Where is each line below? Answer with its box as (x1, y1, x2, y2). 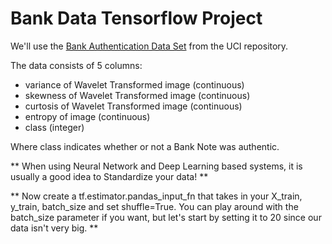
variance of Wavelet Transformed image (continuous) (24, 78, 245, 91)
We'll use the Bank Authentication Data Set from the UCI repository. (10, 40, 289, 52)
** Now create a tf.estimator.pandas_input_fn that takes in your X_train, (10, 190, 303, 202)
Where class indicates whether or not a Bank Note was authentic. (10, 140, 280, 152)
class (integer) (24, 121, 85, 133)
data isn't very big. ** (10, 222, 99, 234)
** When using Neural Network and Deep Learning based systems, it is (10, 160, 303, 172)
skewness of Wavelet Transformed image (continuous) (24, 89, 251, 101)
